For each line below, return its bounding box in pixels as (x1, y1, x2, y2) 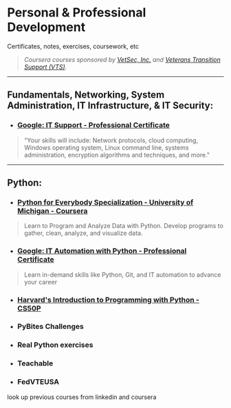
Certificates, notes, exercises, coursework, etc (7, 42, 140, 50)
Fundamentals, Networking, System (7, 89, 165, 101)
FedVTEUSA (16, 377, 60, 387)
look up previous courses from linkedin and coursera (7, 393, 157, 401)
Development (7, 19, 86, 35)
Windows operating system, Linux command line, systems (23, 143, 189, 152)
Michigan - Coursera (16, 206, 88, 216)
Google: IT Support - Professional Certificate (16, 120, 170, 130)
